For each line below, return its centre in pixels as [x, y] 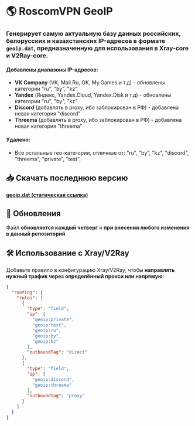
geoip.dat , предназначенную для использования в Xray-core [97, 49]
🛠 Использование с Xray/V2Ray [68, 253]
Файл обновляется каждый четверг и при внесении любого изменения [98, 228]
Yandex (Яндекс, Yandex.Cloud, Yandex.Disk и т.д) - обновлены [93, 95]
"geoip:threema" [52, 385]
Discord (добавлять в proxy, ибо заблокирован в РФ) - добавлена [97, 108]
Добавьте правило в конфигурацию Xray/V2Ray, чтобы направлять [90, 270]
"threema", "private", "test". [47, 159]
